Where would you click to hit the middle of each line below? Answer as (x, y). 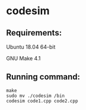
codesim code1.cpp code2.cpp (42, 101)
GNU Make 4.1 (23, 58)
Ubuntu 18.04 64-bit (31, 47)
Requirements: (34, 33)
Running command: (43, 77)
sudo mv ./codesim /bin (36, 96)
